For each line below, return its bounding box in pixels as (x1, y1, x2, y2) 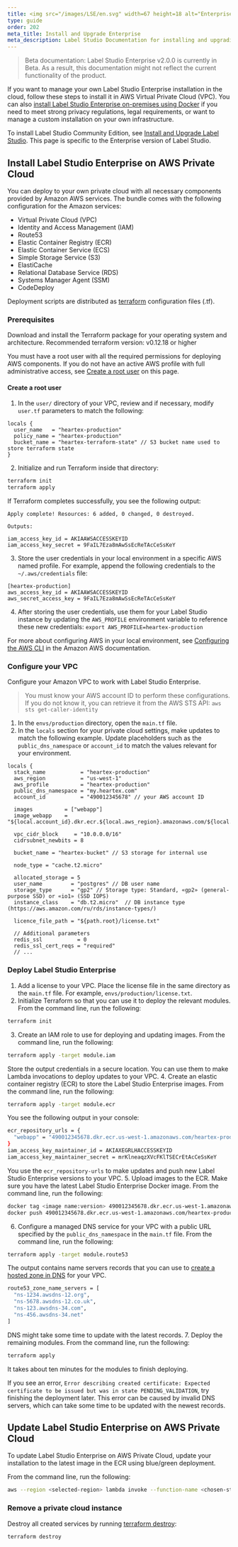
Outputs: (7, 523, 33, 530)
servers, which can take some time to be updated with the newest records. (7, 1401, 225, 1410)
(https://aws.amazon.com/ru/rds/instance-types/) (7, 905, 157, 913)
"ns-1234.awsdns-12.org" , (13, 1291, 91, 1299)
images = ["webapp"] (13, 806, 103, 814)
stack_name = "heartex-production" (13, 769, 151, 776)
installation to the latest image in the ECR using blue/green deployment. (7, 1459, 216, 1468)
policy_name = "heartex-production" (13, 433, 122, 440)
